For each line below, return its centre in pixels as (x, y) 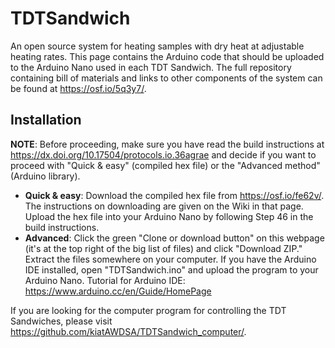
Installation (46, 120)
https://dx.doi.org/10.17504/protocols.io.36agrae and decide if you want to (163, 154)
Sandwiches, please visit (61, 321)
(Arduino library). (45, 176)
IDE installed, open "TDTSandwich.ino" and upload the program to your (171, 269)
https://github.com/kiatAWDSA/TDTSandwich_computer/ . (128, 331)
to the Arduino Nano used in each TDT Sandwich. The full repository (151, 67)
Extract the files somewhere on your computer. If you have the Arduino (170, 259)
